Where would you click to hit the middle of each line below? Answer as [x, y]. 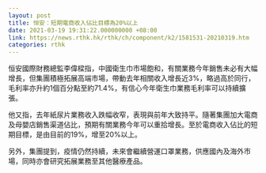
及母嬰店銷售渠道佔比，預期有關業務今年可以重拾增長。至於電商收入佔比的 [129, 125]
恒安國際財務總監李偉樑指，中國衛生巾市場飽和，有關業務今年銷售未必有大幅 [133, 69]
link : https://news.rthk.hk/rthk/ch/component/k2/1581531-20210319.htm [129, 38]
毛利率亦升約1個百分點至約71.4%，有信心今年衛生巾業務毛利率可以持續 [124, 88]
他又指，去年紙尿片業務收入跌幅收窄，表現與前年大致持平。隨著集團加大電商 [133, 115]
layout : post [30, 15]
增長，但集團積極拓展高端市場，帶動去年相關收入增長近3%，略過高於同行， [132, 78]
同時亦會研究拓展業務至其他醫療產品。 [84, 161]
